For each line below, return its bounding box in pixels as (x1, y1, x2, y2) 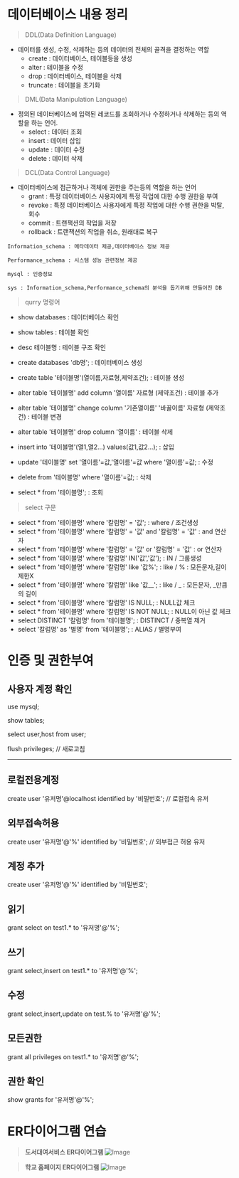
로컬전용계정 (7, 774, 59, 786)
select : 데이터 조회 (28, 127, 83, 136)
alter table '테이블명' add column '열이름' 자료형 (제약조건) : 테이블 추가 (17, 388, 219, 397)
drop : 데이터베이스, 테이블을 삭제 (28, 72, 122, 80)
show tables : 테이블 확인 (17, 328, 90, 336)
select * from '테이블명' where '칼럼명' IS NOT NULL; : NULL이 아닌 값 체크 (17, 607, 231, 615)
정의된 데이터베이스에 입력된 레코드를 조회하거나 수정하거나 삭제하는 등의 (17, 110, 220, 118)
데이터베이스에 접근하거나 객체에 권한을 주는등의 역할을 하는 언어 (17, 183, 197, 191)
